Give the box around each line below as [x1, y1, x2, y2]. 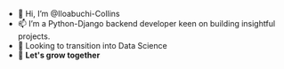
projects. [17, 31, 51, 42]
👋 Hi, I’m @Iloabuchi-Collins [17, 9, 120, 19]
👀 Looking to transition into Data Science [17, 41, 167, 50]
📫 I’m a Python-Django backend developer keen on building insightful [17, 19, 276, 28]
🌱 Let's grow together [17, 50, 101, 60]
